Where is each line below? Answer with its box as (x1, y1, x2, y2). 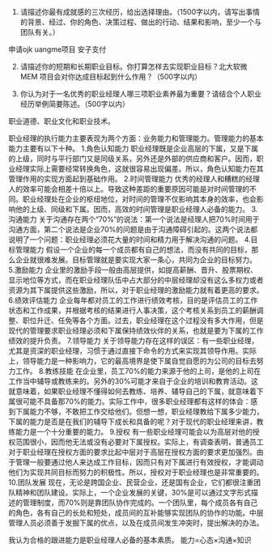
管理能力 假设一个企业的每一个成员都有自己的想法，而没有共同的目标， (15, 245, 252, 254)
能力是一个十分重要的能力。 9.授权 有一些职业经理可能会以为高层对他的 (15, 427, 253, 436)
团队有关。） (19, 28, 60, 36)
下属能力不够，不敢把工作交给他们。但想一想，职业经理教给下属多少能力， (15, 407, 264, 416)
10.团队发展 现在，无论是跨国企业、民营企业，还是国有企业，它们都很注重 (8, 478, 254, 487)
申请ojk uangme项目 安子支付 (8, 45, 107, 54)
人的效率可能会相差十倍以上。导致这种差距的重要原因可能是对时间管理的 (8, 185, 249, 193)
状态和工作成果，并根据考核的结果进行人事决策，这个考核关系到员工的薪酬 (8, 306, 257, 315)
